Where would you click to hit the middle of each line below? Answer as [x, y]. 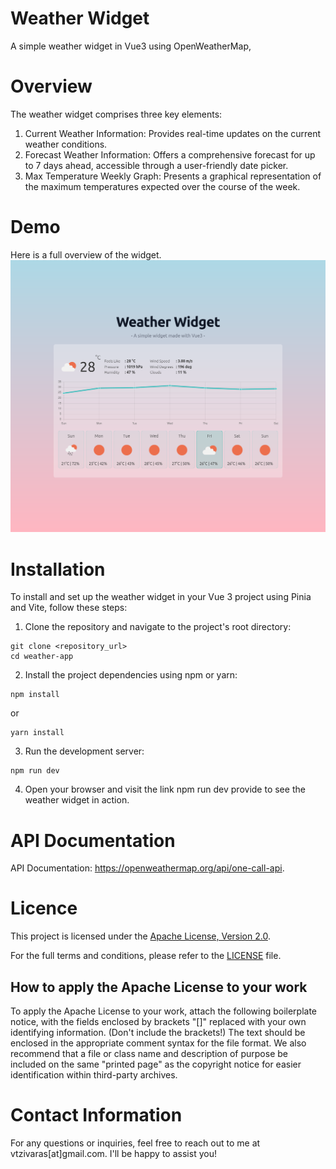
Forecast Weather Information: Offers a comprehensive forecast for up [170, 154]
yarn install [37, 733]
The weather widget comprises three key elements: [116, 114]
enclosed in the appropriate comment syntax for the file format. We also [158, 1043]
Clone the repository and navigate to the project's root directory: [158, 627]
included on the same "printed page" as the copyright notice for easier [156, 1064]
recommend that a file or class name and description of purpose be [149, 1054]
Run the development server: [84, 751]
